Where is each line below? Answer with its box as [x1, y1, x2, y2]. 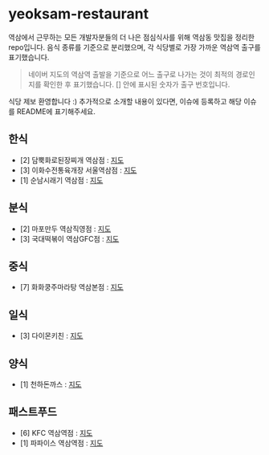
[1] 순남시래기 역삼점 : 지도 [19, 175, 104, 185]
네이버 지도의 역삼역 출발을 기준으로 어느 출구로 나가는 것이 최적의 [27, 69, 234, 79]
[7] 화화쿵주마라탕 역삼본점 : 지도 [19, 282, 124, 292]
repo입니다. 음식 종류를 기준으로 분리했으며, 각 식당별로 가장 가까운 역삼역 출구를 [8, 42, 261, 52]
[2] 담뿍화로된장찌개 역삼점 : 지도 [19, 155, 124, 165]
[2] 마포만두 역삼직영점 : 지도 [19, 224, 112, 234]
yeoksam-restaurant [8, 5, 149, 23]
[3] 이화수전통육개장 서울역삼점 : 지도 [19, 165, 137, 175]
